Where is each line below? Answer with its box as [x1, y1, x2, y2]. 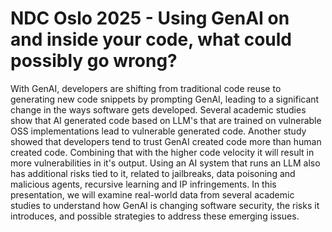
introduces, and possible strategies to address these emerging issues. [10, 210, 300, 222]
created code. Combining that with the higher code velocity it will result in [10, 146, 315, 158]
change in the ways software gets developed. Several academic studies [10, 103, 307, 116]
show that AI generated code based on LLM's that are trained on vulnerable [10, 114, 322, 126]
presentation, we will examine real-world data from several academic [10, 188, 295, 201]
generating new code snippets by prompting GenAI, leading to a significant [10, 93, 320, 105]
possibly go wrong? [10, 50, 178, 72]
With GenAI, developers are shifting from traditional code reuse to [10, 82, 282, 94]
